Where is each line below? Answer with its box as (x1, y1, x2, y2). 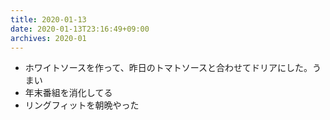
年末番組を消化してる (24, 87, 113, 99)
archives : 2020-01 (10, 33, 87, 43)
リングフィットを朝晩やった (24, 99, 140, 111)
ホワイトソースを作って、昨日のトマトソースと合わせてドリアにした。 (24, 62, 313, 74)
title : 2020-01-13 (10, 14, 87, 25)
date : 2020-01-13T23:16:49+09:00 (10, 24, 150, 34)
